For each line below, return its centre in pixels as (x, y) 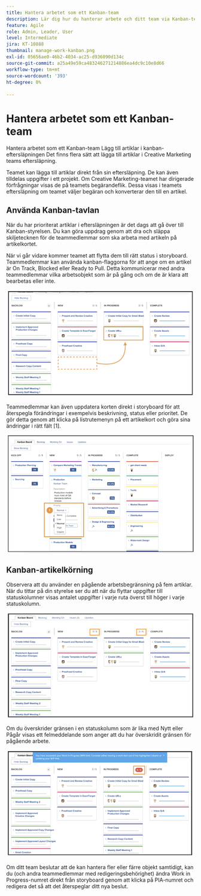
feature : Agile (25, 25)
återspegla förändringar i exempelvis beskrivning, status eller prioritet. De (97, 413)
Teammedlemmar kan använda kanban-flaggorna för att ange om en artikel (99, 262)
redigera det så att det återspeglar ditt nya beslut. (67, 886)
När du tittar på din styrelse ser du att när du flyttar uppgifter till (84, 591)
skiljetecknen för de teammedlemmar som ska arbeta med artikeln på (92, 237)
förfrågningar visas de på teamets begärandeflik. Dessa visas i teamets (94, 185)
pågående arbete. (28, 741)
